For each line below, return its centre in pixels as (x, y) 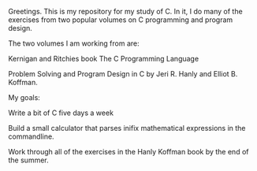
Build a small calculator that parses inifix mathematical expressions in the (127, 128)
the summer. (28, 160)
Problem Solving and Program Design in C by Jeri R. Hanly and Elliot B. (123, 74)
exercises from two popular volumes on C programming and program (121, 20)
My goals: (24, 97)
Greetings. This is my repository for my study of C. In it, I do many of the (125, 11)
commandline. (31, 136)
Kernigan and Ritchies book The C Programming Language (104, 59)
